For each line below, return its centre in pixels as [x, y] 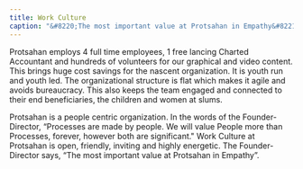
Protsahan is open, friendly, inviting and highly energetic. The [123, 146]
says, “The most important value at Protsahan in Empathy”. [150, 155]
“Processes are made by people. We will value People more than [163, 126]
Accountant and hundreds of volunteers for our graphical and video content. [151, 61]
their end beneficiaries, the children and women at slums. [116, 99]
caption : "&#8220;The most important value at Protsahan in [125, 26]
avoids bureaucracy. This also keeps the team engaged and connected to [146, 90]
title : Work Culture [48, 18]
